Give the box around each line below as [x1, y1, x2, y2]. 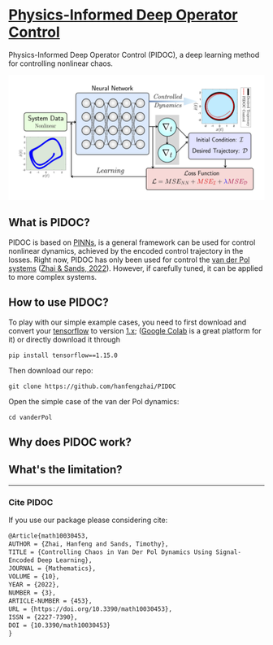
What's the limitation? [8, 463, 123, 477]
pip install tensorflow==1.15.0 [8, 351, 118, 360]
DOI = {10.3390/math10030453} [8, 621, 111, 630]
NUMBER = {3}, [8, 589, 57, 597]
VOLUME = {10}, [8, 573, 60, 581]
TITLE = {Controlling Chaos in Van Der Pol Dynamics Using [8, 548, 213, 556]
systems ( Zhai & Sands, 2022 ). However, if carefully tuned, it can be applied [8, 263, 263, 273]
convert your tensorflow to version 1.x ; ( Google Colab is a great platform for [8, 325, 262, 335]
